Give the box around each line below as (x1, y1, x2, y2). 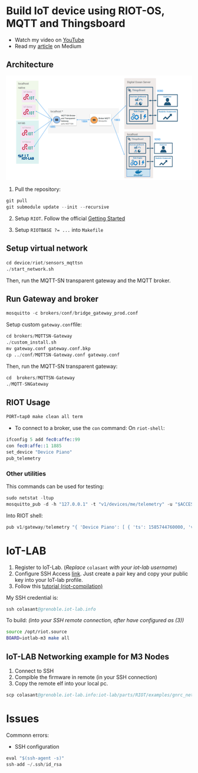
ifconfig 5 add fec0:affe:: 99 (6, 436, 81, 443)
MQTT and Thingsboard (6, 17, 126, 30)
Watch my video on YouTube (14, 36, 84, 43)
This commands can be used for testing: (6, 483, 104, 490)
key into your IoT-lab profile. (14, 576, 84, 583)
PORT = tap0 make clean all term (6, 414, 83, 420)
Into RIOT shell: (6, 512, 43, 519)
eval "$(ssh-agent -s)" (6, 755, 65, 761)
